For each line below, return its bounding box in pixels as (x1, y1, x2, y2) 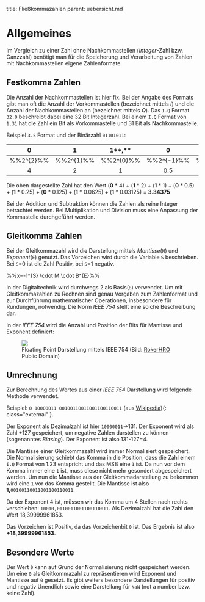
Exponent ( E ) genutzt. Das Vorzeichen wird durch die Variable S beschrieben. (6, 253, 198, 261)
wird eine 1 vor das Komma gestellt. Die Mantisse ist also (6, 480, 149, 487)
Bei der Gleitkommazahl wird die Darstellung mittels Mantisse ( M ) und (6, 247, 178, 254)
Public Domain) (21, 352, 60, 360)
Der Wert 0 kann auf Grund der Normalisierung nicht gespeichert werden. (6, 564, 191, 571)
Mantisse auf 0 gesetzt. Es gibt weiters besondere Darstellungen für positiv (6, 576, 195, 584)
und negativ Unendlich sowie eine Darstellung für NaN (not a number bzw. (6, 583, 190, 590)
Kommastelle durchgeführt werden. (6, 213, 96, 220)
